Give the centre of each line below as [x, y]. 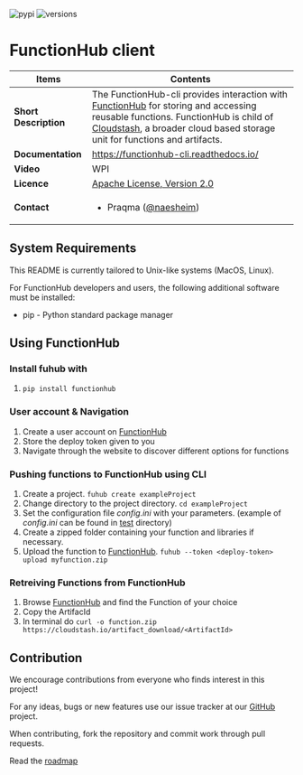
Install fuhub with [49, 369]
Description [40, 122]
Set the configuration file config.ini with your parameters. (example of [151, 513]
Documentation [48, 154]
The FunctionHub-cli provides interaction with [190, 94]
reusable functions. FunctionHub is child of [183, 117]
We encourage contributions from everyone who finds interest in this [137, 680]
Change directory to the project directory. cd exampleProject [135, 504]
